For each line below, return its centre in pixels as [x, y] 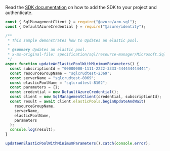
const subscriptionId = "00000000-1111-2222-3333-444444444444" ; [80, 68]
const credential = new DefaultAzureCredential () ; [64, 92]
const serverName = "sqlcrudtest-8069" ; [53, 78]
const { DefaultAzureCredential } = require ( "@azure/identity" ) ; [75, 27]
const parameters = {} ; [35, 87]
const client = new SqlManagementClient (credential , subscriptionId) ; [86, 97]
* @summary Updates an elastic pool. [47, 50]
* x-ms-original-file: [31, 55]
